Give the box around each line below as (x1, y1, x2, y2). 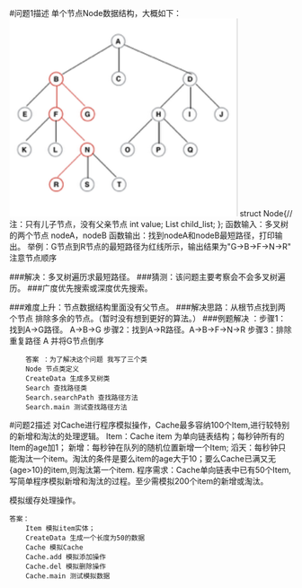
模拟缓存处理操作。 (9, 495, 81, 505)
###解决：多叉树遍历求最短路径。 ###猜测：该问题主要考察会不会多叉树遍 (9, 272, 286, 282)
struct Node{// (239, 208, 293, 218)
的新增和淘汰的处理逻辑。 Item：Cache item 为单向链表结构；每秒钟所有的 (9, 431, 285, 442)
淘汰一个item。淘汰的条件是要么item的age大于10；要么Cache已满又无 (16, 453, 277, 464)
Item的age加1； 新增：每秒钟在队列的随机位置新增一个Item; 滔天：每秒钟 (9, 443, 279, 452)
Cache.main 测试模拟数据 (25, 572, 111, 581)
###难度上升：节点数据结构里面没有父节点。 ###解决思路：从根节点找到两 (9, 302, 286, 312)
